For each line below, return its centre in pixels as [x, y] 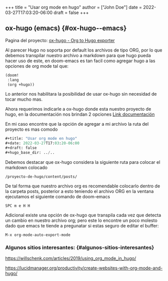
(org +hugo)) [21, 85]
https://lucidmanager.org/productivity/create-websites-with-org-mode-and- [84, 268]
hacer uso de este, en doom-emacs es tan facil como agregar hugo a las [80, 61]
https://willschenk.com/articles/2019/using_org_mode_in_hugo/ [71, 258]
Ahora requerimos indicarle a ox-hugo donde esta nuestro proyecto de [78, 109]
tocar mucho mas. [24, 99]
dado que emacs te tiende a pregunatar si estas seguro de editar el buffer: [82, 225]
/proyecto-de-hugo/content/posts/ [41, 177]
